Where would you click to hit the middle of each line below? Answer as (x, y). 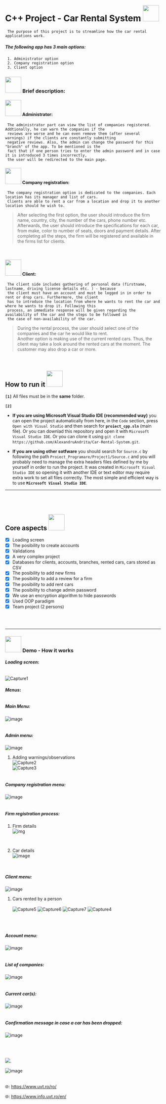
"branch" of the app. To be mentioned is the (53, 147)
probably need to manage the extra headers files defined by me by (80, 462)
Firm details (24, 826)
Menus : (13, 690)
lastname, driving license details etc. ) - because (61, 289)
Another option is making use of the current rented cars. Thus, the (84, 339)
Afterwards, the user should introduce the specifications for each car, (88, 226)
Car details (23, 851)
